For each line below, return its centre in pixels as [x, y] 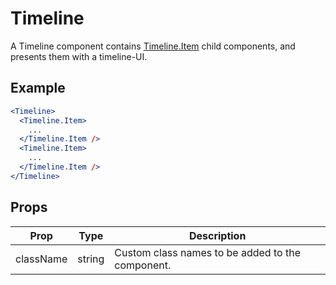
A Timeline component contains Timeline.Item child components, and [153, 46]
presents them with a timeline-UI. [79, 56]
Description [217, 235]
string [91, 259]
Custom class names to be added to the [207, 252]
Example [38, 88]
